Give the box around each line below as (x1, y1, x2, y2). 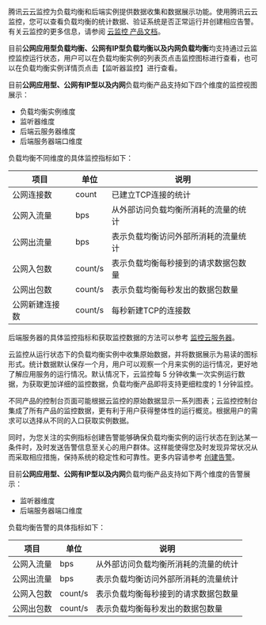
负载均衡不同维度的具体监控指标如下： (8, 153, 133, 162)
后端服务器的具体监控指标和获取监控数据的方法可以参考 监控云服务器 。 (8, 333, 239, 342)
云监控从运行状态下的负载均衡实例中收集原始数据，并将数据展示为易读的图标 (8, 350, 258, 358)
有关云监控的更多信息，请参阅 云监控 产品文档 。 (8, 27, 165, 36)
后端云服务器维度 (19, 127, 76, 136)
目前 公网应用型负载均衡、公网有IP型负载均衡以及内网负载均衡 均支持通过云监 (8, 44, 258, 53)
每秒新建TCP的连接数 (111, 305, 192, 316)
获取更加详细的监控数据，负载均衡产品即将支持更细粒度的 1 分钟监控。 (28, 379, 258, 388)
